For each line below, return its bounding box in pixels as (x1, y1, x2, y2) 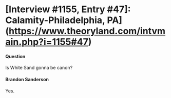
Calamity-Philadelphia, (5, 14, 105, 26)
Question (5, 53, 26, 59)
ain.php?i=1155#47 (5, 36, 88, 48)
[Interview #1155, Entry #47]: (5, 4, 131, 15)
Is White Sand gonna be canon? (5, 65, 73, 71)
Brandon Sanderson (5, 76, 49, 82)
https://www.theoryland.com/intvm (8, 26, 166, 37)
